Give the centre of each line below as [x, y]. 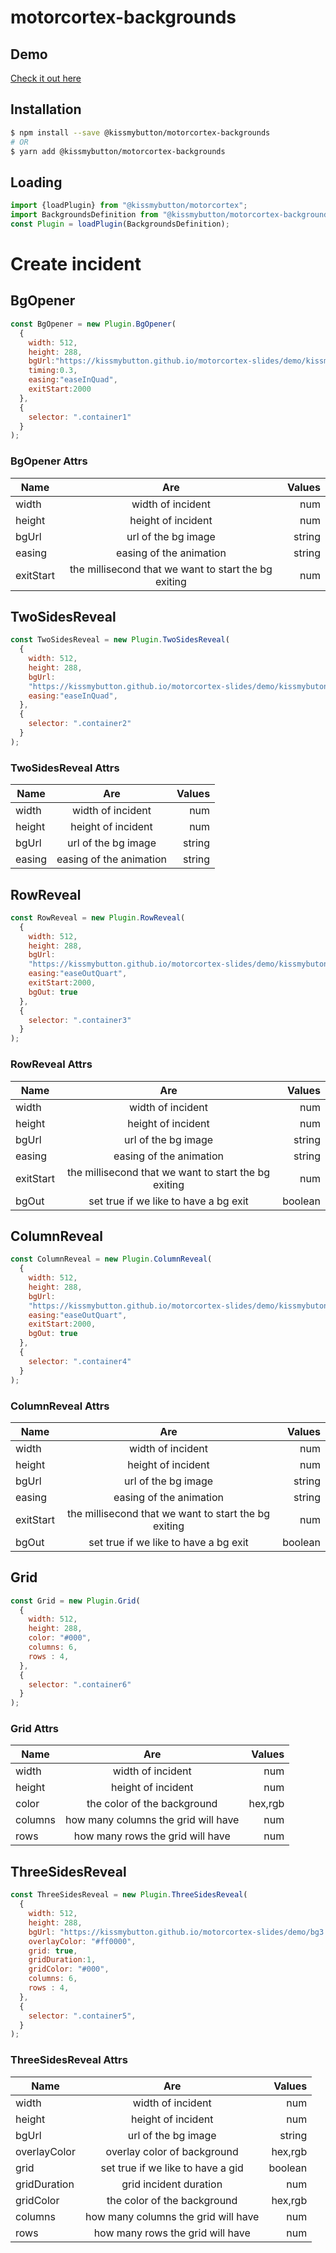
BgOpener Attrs [49, 461]
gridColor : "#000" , [69, 1969]
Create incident [76, 264]
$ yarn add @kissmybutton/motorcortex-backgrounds [118, 151]
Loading [36, 182]
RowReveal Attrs [51, 1064]
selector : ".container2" [80, 724]
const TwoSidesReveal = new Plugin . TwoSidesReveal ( [120, 640]
